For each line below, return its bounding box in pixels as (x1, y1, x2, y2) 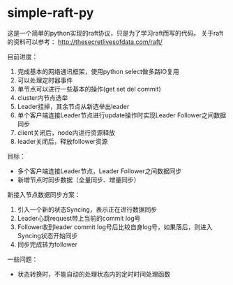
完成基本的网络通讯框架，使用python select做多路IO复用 (17, 67, 179, 75)
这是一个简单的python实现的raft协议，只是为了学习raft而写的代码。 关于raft (7, 29, 224, 37)
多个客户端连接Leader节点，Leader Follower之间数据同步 (17, 166, 182, 175)
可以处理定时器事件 (17, 75, 73, 85)
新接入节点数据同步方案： (7, 190, 81, 198)
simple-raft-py (7, 5, 94, 21)
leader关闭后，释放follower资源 (17, 137, 108, 145)
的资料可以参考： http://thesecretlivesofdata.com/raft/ (7, 37, 163, 46)
